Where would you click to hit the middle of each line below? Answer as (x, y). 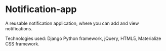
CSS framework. (22, 43)
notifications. (19, 28)
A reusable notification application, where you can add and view (72, 23)
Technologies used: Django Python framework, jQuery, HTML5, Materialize (83, 38)
